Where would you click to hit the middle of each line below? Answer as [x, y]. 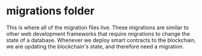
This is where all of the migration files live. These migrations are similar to [97, 27]
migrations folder [50, 11]
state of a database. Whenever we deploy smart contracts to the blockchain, [101, 40]
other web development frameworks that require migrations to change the [98, 33]
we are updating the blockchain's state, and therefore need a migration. [95, 46]
